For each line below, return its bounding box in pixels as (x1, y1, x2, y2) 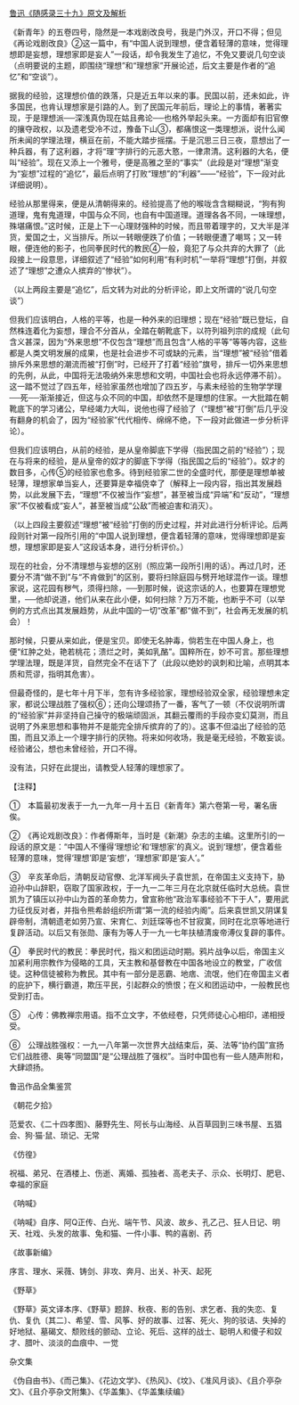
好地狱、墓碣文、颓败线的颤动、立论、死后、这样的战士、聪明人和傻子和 (9, 1327, 274, 1336)
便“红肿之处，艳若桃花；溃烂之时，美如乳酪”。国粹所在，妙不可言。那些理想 (9, 646, 289, 657)
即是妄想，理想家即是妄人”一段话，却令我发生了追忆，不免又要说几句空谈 (16, 49, 287, 60)
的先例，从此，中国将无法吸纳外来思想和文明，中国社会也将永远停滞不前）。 (9, 370, 287, 381)
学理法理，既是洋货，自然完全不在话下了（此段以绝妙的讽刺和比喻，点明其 (9, 658, 282, 668)
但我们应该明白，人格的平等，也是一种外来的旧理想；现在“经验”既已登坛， (9, 315, 282, 325)
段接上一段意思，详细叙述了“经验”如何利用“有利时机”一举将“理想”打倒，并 (9, 254, 279, 265)
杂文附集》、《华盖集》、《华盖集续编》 (55, 1386, 189, 1397)
